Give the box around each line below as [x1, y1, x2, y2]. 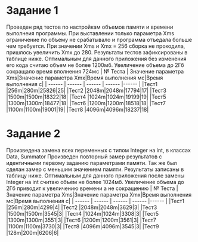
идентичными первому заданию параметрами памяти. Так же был [6, 159, 177, 166]
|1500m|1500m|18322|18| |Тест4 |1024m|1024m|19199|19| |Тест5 [6, 93, 166, 100]
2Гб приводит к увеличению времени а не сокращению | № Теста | [6, 185, 178, 192]
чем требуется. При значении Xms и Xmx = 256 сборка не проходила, [6, 42, 185, 50]
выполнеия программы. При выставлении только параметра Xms [6, 29, 175, 36]
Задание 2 [6, 127, 61, 140]
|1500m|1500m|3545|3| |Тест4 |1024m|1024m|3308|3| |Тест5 [6, 210, 159, 217]
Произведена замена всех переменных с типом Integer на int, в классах [6, 146, 191, 154]
